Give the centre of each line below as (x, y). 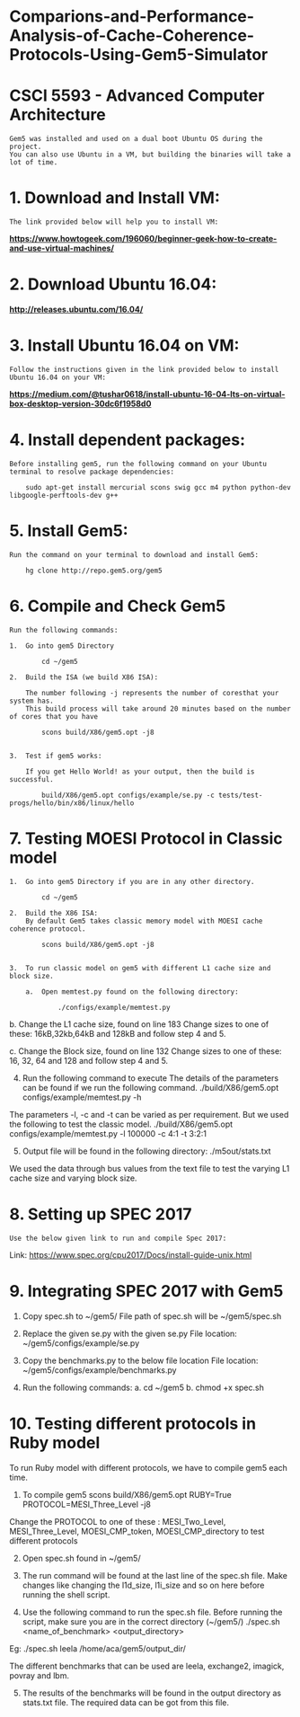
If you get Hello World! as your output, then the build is (140, 771)
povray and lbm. (40, 1675)
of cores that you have (54, 716)
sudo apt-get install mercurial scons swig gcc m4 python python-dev (159, 487)
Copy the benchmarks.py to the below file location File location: (140, 1360)
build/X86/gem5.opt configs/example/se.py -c (128, 795)
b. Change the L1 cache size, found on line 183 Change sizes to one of (139, 1024)
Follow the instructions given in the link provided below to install (144, 369)
